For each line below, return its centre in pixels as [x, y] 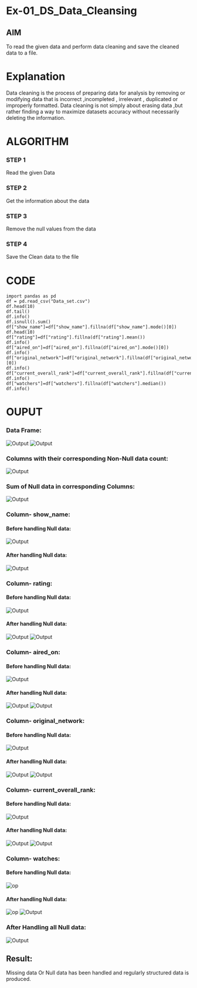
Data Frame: [24, 430]
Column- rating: [29, 583]
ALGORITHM [38, 142]
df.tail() [18, 312]
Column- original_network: [45, 721]
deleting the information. [36, 118]
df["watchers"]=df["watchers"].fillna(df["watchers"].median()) [86, 384]
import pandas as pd [31, 296]
